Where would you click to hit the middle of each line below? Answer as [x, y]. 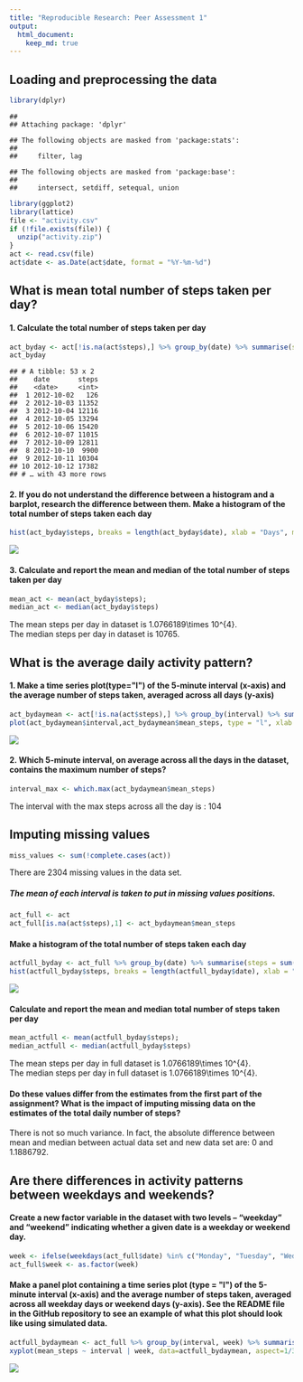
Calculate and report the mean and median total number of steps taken [145, 1009]
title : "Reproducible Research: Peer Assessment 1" [108, 18]
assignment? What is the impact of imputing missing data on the [133, 1103]
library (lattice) [42, 212]
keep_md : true [52, 43]
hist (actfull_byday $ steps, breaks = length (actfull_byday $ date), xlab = [149, 972]
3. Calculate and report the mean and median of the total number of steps [150, 569]
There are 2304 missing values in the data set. [96, 872]
